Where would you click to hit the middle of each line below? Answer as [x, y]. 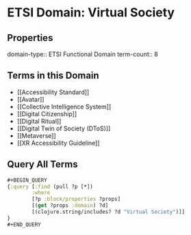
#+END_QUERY [24, 224]
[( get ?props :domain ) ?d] [70, 206]
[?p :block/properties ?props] [76, 199]
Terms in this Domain [53, 75]
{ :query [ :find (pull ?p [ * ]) [50, 186]
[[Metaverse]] [36, 135]
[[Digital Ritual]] [39, 121]
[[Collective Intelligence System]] [64, 107]
